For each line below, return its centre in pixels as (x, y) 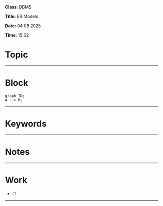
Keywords (26, 124)
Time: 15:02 (17, 35)
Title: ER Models (22, 16)
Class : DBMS (18, 7)
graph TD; (15, 96)
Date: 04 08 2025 (23, 26)
